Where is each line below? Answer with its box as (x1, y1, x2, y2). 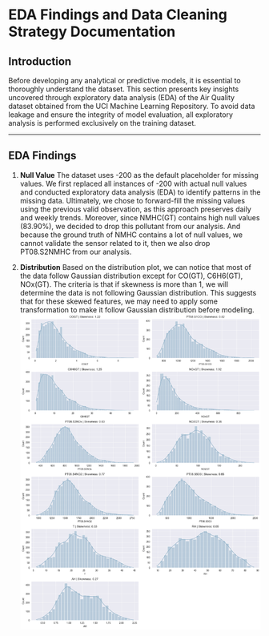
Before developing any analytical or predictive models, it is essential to (8, 76, 242, 85)
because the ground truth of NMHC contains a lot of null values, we (19, 230, 243, 240)
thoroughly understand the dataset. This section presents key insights (8, 84, 239, 94)
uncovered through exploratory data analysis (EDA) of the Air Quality (8, 93, 235, 102)
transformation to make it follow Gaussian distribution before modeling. (19, 304, 255, 314)
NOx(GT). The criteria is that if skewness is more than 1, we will (19, 279, 229, 289)
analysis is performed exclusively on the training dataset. (8, 119, 196, 127)
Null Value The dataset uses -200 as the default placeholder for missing (19, 170, 259, 179)
